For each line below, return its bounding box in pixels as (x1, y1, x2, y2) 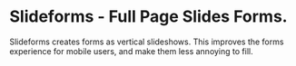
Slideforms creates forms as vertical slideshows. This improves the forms (9, 36, 284, 47)
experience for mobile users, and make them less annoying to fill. (9, 45, 253, 56)
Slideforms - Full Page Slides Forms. (9, 6, 288, 27)
